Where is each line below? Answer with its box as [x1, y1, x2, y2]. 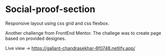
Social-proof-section [5, 4, 96, 15]
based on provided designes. [5, 35, 66, 41]
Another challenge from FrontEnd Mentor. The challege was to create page [5, 30, 161, 36]
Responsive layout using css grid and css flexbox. [5, 20, 110, 26]
